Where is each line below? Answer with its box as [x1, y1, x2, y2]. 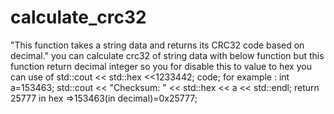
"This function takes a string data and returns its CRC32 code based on [10, 39, 305, 51]
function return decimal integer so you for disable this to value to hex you [10, 60, 312, 72]
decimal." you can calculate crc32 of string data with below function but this [10, 49, 325, 61]
